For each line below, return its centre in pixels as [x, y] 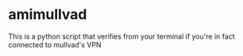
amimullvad [48, 15]
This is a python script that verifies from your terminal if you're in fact [122, 36]
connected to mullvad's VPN [55, 44]
